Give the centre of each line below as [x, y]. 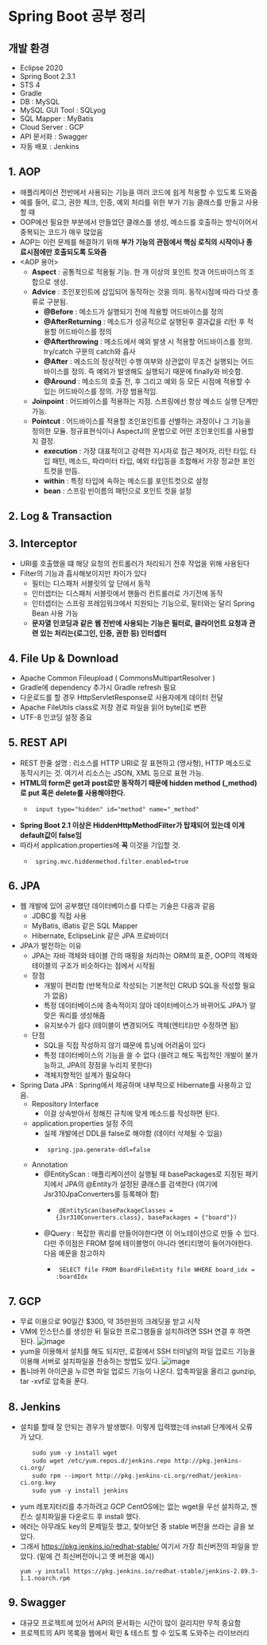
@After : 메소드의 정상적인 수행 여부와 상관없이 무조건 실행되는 [141, 361]
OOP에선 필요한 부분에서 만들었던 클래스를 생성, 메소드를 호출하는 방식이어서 [139, 222]
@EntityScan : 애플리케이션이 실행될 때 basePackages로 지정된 [143, 1174]
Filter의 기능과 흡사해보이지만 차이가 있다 [83, 573]
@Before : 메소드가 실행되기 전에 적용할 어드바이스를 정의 [133, 311]
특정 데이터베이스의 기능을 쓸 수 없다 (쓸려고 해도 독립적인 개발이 [143, 1055]
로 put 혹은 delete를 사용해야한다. [72, 792]
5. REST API [38, 742]
